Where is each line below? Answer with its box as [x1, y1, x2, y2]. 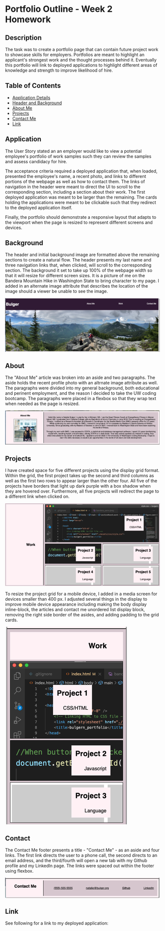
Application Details [12, 94, 51, 100]
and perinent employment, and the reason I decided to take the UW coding [5, 390, 156, 396]
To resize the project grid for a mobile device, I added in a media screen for [5, 591, 158, 597]
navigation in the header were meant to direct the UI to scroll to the [5, 183, 141, 190]
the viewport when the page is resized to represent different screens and [5, 219, 153, 225]
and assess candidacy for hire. [5, 158, 67, 164]
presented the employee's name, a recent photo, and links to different [5, 173, 146, 179]
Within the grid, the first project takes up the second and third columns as [5, 473, 154, 479]
